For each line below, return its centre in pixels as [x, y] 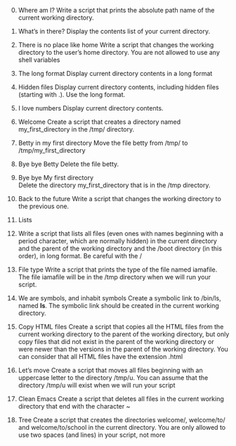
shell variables [39, 60]
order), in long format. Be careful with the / [80, 256]
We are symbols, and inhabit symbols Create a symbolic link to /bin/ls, [119, 298]
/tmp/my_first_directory [52, 150]
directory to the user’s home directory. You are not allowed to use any [119, 52]
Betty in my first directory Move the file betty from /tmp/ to [103, 143]
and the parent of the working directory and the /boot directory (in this [120, 248]
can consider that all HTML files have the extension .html [100, 357]
